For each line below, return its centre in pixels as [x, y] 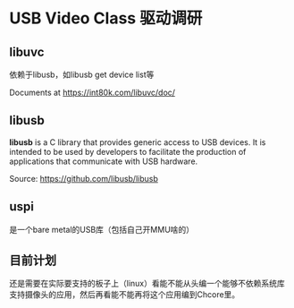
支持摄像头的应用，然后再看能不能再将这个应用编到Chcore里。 [125, 295]
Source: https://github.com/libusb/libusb [84, 178]
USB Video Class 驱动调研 [106, 18]
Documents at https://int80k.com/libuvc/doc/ [92, 92]
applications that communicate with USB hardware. [104, 161]
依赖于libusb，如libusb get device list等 [82, 74]
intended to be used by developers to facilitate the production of [128, 151]
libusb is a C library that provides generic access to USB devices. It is [138, 142]
